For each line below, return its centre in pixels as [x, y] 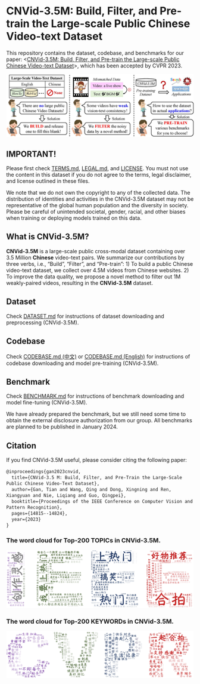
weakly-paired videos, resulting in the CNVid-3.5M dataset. [80, 283]
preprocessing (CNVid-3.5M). [43, 322]
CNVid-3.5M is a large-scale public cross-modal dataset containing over [96, 251]
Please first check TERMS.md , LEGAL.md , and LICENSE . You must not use [97, 168]
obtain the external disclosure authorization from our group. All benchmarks [99, 421]
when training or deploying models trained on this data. [74, 218]
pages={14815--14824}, [40, 514]
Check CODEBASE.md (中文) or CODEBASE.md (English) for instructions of [98, 356]
